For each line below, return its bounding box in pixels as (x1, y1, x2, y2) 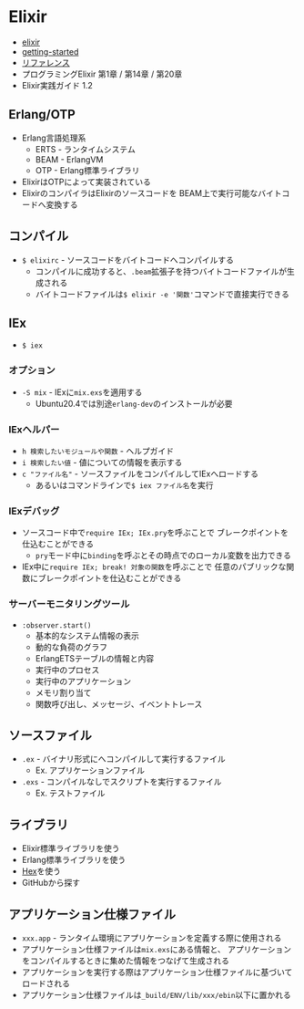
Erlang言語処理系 (21, 132, 86, 143)
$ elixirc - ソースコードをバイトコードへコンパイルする (21, 254, 234, 265)
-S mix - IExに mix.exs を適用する (21, 386, 143, 398)
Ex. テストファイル (35, 787, 106, 799)
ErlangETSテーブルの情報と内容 (35, 652, 155, 663)
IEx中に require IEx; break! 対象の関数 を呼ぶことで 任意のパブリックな (21, 561, 287, 572)
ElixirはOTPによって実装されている (21, 176, 152, 187)
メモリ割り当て (35, 687, 92, 698)
